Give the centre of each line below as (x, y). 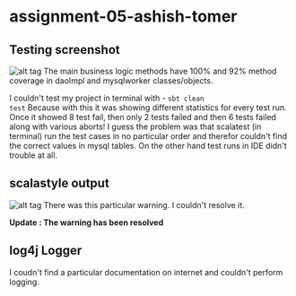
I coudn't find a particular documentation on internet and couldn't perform (146, 272)
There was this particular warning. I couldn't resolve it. (144, 205)
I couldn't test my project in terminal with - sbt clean (107, 98)
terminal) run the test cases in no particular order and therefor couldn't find (148, 136)
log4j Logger (46, 251)
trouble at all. (34, 155)
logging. (25, 282)
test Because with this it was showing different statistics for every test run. (148, 108)
